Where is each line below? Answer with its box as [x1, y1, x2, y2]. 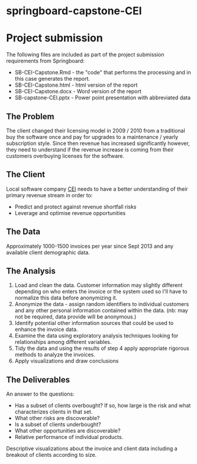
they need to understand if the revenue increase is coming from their [6, 146, 174, 153]
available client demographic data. [6, 248, 91, 256]
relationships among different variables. [14, 339, 112, 346]
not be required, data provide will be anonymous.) [14, 313, 137, 320]
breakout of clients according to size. [6, 452, 97, 459]
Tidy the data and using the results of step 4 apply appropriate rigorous [14, 345, 189, 352]
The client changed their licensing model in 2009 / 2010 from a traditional [6, 127, 185, 134]
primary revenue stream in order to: [6, 191, 93, 198]
